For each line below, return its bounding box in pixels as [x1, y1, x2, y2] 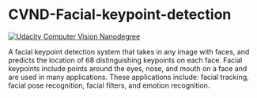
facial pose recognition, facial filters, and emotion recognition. [8, 81, 210, 90]
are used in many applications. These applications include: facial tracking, [8, 72, 249, 81]
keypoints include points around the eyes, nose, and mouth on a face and [8, 63, 248, 73]
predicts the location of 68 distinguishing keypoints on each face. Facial [8, 55, 243, 65]
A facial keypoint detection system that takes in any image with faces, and [8, 47, 250, 56]
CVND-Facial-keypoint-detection [8, 6, 232, 24]
